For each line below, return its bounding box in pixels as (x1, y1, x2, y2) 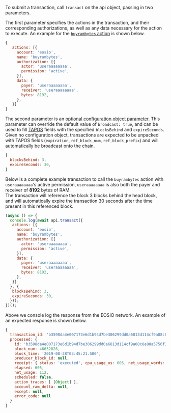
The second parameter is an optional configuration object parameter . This (5, 116, 160, 122)
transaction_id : (10, 332, 44, 337)
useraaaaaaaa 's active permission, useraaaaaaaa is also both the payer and (5, 181, 160, 187)
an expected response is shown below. (5, 318, 87, 324)
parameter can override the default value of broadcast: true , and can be (5, 121, 158, 127)
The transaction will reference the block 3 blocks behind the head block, (5, 192, 157, 198)
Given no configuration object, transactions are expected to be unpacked (5, 132, 159, 138)
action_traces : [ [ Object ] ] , (14, 379, 79, 384)
